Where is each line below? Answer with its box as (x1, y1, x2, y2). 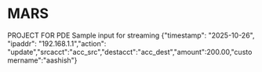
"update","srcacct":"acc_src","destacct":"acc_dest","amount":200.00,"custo (7, 47, 253, 56)
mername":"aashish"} (7, 56, 78, 65)
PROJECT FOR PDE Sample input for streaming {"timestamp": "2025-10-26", (7, 31, 255, 40)
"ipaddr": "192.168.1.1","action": (7, 38, 107, 48)
